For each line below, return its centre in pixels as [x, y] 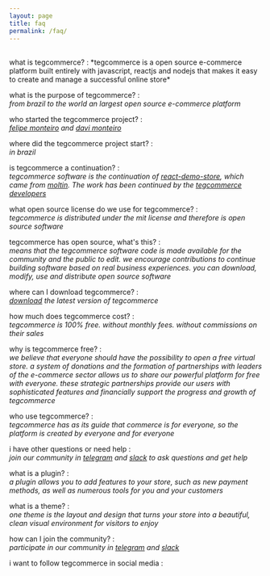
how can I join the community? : [62, 539]
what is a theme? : [39, 507]
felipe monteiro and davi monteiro [65, 128]
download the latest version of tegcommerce [84, 301]
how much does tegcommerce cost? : [72, 317]
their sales [27, 334]
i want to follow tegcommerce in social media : [86, 563]
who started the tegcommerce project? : [76, 120]
